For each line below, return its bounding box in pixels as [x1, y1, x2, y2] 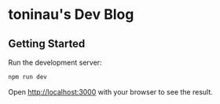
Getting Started [8, 37, 86, 50]
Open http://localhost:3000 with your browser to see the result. [8, 87, 214, 96]
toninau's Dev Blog [8, 6, 134, 24]
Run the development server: [8, 58, 102, 67]
